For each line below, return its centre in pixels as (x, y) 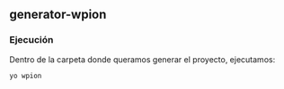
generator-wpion (58, 15)
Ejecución (31, 40)
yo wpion (26, 76)
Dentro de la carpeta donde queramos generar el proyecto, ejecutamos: (142, 59)
